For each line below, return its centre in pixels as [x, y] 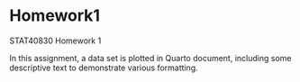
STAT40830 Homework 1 [55, 41]
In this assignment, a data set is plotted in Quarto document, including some [150, 58]
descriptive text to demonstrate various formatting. [104, 68]
